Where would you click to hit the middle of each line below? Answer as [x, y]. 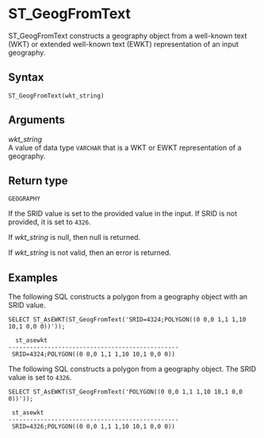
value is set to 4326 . [40, 378]
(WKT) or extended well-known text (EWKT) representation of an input [124, 44]
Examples [33, 278]
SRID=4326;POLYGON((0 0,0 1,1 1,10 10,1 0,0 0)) [94, 427]
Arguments [37, 120]
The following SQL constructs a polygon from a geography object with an [128, 297]
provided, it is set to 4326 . [50, 222]
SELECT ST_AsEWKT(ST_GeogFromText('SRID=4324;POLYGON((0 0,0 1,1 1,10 [127, 320]
